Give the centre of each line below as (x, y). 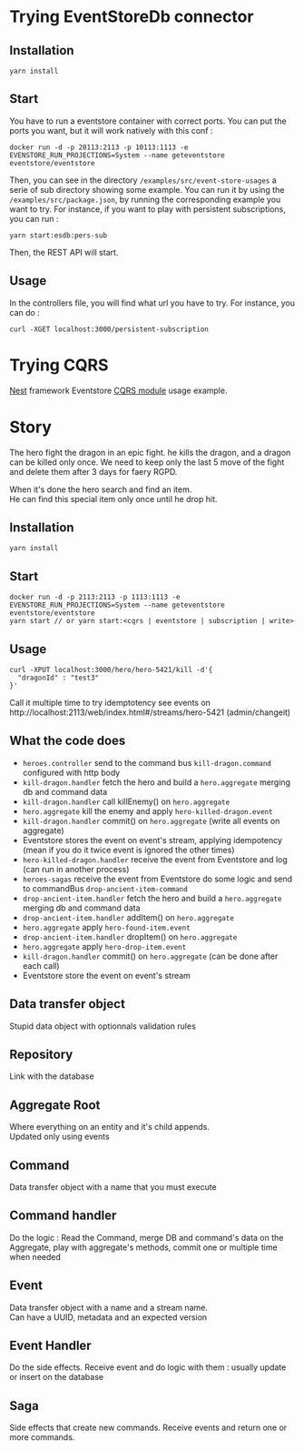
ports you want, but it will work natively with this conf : (111, 130)
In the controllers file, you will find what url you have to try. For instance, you (152, 303)
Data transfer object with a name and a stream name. (109, 1307)
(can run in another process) (76, 869)
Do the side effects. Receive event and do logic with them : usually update (148, 1367)
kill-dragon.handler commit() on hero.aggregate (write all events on (151, 821)
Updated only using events (60, 1137)
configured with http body (71, 772)
